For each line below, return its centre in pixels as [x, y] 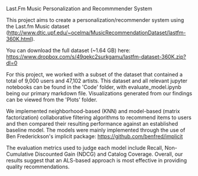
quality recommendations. [38, 167]
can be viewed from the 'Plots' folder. [52, 100]
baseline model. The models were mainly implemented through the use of [96, 130]
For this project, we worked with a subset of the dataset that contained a [95, 74]
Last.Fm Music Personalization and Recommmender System [79, 9]
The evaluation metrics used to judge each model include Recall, [85, 148]
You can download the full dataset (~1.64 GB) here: [68, 50]
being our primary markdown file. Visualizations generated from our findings [99, 93]
